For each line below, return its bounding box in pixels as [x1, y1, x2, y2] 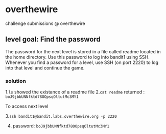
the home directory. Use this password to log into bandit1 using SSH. [5, 54, 150, 60]
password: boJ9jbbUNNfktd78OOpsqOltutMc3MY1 [12, 123, 110, 129]
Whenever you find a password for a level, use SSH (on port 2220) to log [5, 59, 159, 65]
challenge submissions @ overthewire [5, 20, 85, 26]
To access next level [5, 103, 49, 110]
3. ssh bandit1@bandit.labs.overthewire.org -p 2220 [5, 113, 117, 119]
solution [5, 77, 27, 84]
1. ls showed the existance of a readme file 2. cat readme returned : [5, 89, 145, 95]
